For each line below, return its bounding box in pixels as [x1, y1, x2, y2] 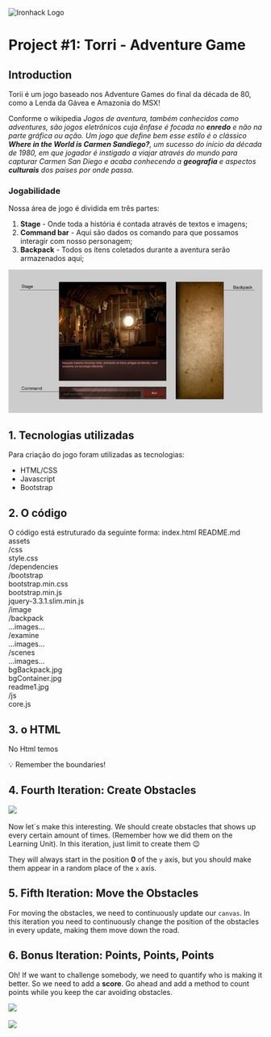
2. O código [8, 506, 68, 520]
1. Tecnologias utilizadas [8, 429, 135, 443]
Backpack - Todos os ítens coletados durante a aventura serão [19, 245, 231, 254]
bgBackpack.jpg [8, 665, 63, 674]
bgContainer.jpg [8, 674, 62, 683]
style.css [8, 553, 39, 563]
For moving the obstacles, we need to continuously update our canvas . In [8, 908, 250, 917]
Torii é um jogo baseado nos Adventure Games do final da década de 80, [8, 90, 252, 99]
